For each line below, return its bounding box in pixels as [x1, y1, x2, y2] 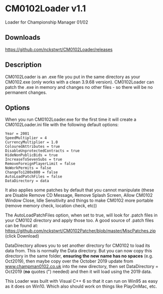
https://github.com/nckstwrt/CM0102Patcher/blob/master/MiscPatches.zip [5, 228, 156, 234]
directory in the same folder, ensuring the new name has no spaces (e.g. [5, 253, 153, 259]
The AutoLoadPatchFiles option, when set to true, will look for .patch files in [5, 212, 158, 218]
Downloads [5, 33, 41, 42]
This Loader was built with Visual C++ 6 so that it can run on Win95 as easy [5, 278, 158, 284]
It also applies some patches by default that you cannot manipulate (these [5, 187, 154, 193]
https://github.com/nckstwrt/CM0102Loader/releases [5, 46, 113, 52]
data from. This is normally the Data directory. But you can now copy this [5, 248, 152, 254]
